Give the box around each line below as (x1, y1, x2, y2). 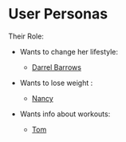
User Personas (8, 5, 108, 23)
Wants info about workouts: (19, 109, 111, 119)
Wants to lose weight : (19, 78, 93, 87)
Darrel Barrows (31, 62, 82, 72)
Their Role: (8, 31, 44, 41)
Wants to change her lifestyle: (19, 47, 118, 56)
